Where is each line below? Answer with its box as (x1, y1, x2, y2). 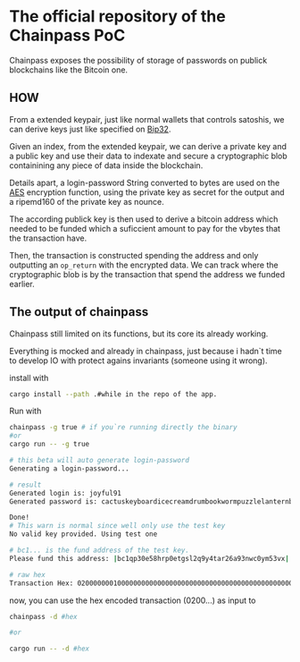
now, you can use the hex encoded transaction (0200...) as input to (9, 595, 256, 606)
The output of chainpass (9, 304, 149, 319)
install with (9, 372, 49, 383)
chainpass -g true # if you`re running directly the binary (9, 423, 238, 432)
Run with (9, 405, 42, 417)
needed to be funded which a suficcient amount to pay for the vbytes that (9, 223, 281, 233)
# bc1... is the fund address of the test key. (9, 546, 190, 556)
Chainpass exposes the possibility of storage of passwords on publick (9, 55, 268, 65)
